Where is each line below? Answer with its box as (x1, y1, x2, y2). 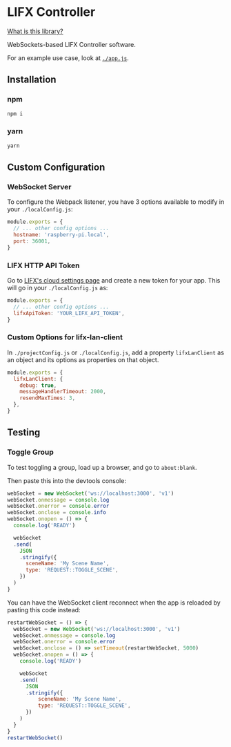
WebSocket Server (7, 182, 72, 191)
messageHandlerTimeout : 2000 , (19, 388, 107, 395)
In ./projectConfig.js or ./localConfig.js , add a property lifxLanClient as (7, 348, 224, 357)
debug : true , (19, 381, 57, 389)
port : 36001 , (13, 238, 51, 245)
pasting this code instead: (7, 605, 81, 614)
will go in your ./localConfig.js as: (7, 284, 108, 292)
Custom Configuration (7, 162, 106, 173)
